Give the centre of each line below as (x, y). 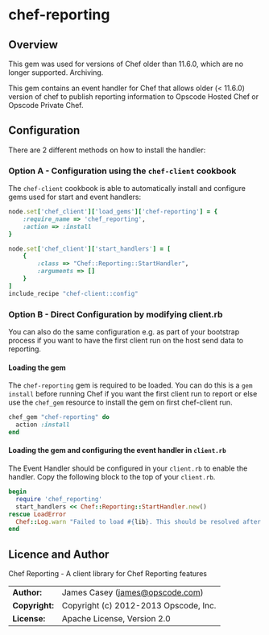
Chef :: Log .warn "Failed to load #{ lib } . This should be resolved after (139, 521)
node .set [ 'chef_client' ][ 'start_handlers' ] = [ (90, 249)
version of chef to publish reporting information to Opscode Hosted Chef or (134, 97)
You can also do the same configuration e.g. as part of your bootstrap (124, 332)
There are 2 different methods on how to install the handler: (107, 150)
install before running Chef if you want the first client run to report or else (133, 394)
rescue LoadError (37, 514)
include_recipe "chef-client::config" (73, 293)
